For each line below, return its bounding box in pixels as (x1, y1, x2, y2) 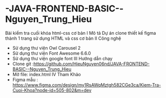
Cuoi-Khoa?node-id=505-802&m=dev (12, 87, 91, 93)
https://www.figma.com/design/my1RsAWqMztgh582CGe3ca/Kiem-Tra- (12, 82, 161, 88)
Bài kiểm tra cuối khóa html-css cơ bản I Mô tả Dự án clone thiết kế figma (5, 30, 156, 36)
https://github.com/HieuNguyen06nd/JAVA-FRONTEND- (33, 61, 150, 67)
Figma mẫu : (12, 77, 38, 83)
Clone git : (12, 61, 34, 67)
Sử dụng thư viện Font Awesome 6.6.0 (12, 50, 91, 56)
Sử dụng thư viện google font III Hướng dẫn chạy (12, 55, 112, 61)
